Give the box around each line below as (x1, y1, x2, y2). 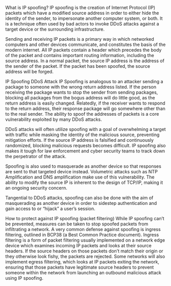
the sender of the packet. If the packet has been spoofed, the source (5, 63, 151, 69)
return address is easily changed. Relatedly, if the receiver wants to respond (5, 100, 166, 107)
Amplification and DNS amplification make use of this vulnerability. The (5, 174, 155, 180)
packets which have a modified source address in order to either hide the (5, 10, 159, 16)
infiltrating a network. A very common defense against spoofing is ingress (5, 226, 161, 232)
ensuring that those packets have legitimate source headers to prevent (5, 264, 154, 270)
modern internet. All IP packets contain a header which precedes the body (5, 47, 162, 53)
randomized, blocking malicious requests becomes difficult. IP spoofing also (5, 143, 166, 149)
